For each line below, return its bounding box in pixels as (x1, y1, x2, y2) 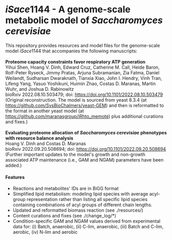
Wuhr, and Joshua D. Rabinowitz (5, 86, 74, 92)
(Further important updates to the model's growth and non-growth (5, 151, 145, 157)
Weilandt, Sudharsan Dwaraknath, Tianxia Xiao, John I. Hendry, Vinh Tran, (5, 75, 162, 81)
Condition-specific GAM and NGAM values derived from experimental (12, 218, 161, 224)
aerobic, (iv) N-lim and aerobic (12, 229, 78, 235)
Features (5, 174, 25, 180)
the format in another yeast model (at (5, 108, 84, 114)
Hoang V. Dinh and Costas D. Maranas (5, 140, 86, 147)
